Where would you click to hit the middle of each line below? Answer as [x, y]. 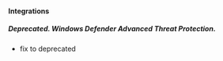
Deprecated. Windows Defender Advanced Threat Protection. [112, 29]
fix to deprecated [48, 48]
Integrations [29, 11]
